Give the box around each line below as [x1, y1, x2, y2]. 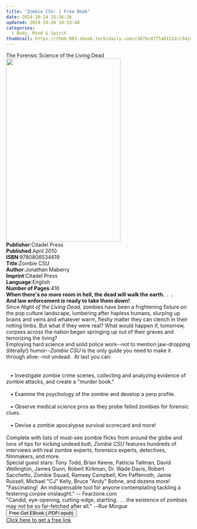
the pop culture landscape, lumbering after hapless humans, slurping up [6, 310, 181, 316]
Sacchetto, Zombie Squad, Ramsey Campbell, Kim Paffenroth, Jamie [6, 472, 172, 478]
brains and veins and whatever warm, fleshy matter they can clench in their [6, 316, 188, 323]
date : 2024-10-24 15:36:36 [6, 14, 72, 20]
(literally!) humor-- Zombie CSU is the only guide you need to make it [6, 347, 171, 354]
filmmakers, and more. [6, 453, 60, 460]
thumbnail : [6, 36, 33, 42]
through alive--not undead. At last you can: [6, 353, 112, 360]
